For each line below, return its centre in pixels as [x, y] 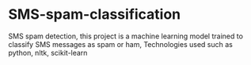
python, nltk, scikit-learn [48, 52]
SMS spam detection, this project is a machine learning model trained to [126, 36]
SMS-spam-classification [95, 14]
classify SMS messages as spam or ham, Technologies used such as [121, 44]
